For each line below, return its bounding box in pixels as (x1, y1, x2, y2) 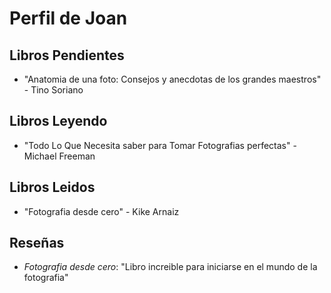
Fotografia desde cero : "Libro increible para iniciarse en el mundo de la (23, 261, 318, 273)
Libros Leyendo (9, 113, 108, 130)
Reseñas (9, 235, 65, 252)
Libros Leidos (9, 179, 96, 196)
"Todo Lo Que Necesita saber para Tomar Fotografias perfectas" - (23, 139, 297, 151)
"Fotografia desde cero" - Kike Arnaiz (23, 205, 180, 217)
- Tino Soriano (23, 84, 84, 96)
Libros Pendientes (9, 47, 125, 64)
